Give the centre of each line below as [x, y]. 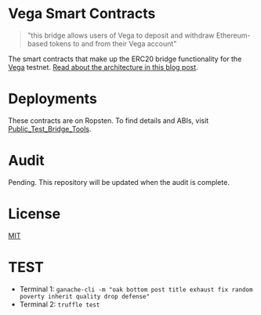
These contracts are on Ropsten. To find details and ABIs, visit [109, 120]
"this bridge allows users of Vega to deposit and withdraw [121, 35]
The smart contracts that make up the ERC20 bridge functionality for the [125, 59]
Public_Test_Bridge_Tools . [50, 129]
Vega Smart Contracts [82, 14]
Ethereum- [233, 35]
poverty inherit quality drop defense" [85, 296]
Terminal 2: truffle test [60, 304]
